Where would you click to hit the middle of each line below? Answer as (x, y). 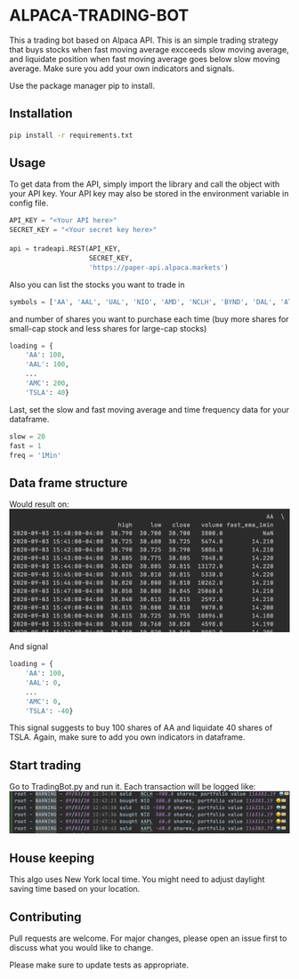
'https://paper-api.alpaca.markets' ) (158, 268)
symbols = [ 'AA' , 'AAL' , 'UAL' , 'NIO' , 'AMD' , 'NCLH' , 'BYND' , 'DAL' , (143, 302)
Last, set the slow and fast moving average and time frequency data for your (149, 409)
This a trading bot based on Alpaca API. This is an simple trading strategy (144, 40)
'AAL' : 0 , (44, 682)
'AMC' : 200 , (47, 383)
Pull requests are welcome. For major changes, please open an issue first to (148, 938)
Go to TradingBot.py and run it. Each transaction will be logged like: (133, 787)
